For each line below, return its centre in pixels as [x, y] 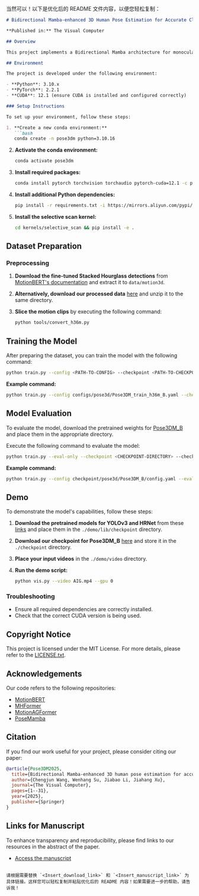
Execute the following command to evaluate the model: [73, 445]
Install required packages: [48, 172]
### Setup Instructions [36, 106]
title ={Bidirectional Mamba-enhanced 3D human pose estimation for [97, 774]
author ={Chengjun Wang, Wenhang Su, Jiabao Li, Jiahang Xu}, [89, 780]
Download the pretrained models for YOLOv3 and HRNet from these [99, 523]
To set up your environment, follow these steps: [69, 117]
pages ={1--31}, [30, 791]
